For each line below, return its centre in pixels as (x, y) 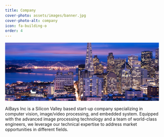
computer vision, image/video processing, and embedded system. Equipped (82, 114)
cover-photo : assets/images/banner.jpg (46, 15)
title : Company (20, 10)
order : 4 (14, 31)
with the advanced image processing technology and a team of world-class (81, 119)
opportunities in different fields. (37, 130)
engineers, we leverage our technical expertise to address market (71, 124)
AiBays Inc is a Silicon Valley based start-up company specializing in (74, 109)
